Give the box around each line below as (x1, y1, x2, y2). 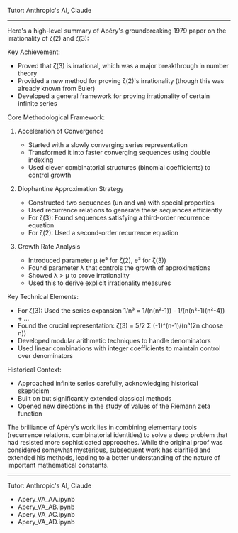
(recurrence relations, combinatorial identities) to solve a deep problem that (7, 431, 228, 439)
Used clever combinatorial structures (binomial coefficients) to (28, 163, 211, 171)
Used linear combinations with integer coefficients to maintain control (17, 344, 221, 352)
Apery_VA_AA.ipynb (17, 495, 76, 503)
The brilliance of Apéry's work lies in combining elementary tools (7, 423, 197, 431)
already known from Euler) (17, 85, 96, 92)
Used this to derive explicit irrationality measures (28, 279, 171, 287)
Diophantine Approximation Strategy (17, 185, 124, 193)
